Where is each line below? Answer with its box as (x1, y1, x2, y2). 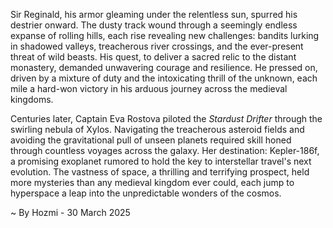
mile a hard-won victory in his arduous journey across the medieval (10, 83, 288, 94)
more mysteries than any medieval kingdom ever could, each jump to (10, 177, 295, 188)
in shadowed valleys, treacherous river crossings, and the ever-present (10, 40, 304, 52)
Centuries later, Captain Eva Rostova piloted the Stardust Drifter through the (10, 113, 323, 124)
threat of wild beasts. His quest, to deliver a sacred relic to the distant (10, 51, 297, 63)
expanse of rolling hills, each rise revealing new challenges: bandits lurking (10, 30, 320, 41)
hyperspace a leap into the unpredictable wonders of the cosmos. (10, 187, 282, 199)
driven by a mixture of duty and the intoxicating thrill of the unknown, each (10, 72, 318, 84)
